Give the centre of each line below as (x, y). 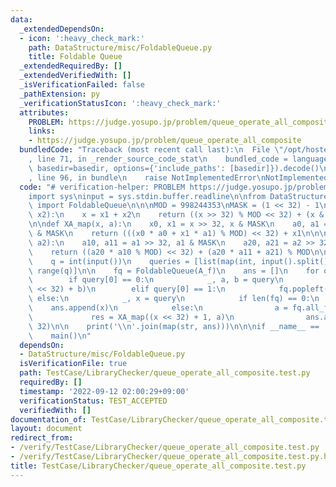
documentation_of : (48, 419)
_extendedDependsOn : (62, 29)
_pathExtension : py (60, 94)
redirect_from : (42, 438)
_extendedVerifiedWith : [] (75, 76)
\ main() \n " (60, 336)
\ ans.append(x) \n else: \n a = (158, 308)
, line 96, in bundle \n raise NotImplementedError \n (147, 177)
